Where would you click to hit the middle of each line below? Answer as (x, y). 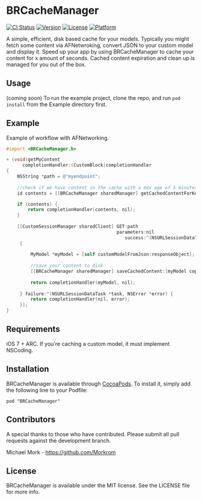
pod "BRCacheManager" (33, 401)
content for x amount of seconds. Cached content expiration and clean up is (101, 58)
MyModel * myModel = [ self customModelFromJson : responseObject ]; (113, 255)
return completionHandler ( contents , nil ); (82, 210)
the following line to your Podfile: (47, 390)
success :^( (138, 238)
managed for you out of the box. (46, 64)
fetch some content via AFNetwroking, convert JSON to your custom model (100, 45)
